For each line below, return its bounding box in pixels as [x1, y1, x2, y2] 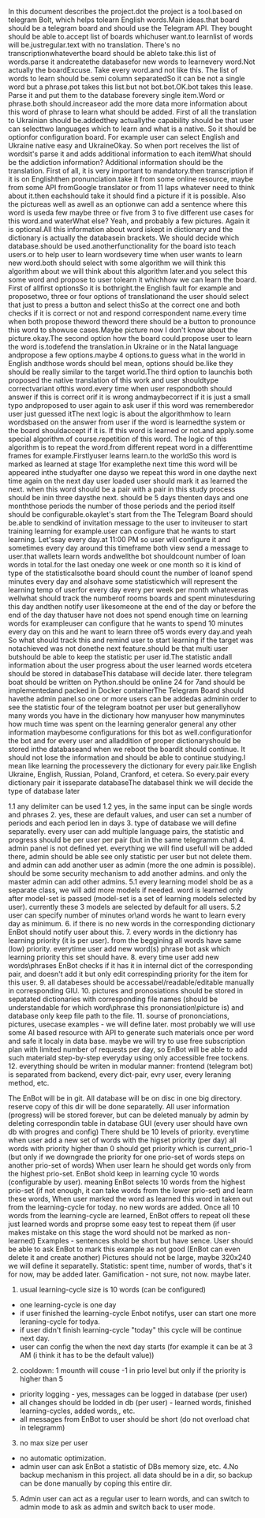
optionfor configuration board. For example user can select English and [8, 133, 240, 141]
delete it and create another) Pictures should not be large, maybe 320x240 [8, 1253, 252, 1262]
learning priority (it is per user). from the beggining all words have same [8, 936, 242, 945]
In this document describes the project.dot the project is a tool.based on [8, 7, 243, 16]
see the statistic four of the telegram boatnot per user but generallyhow [8, 702, 241, 712]
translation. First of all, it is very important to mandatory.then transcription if [8, 166, 254, 175]
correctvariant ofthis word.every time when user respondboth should [8, 384, 233, 393]
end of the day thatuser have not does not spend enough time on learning [8, 611, 248, 619]
